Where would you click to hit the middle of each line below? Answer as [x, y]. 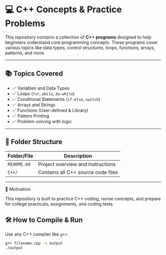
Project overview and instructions [77, 164]
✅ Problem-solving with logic [42, 121]
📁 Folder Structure [34, 142]
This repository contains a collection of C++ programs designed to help [78, 37]
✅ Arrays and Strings [34, 105]
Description [78, 156]
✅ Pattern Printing [31, 116]
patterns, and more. [25, 53]
